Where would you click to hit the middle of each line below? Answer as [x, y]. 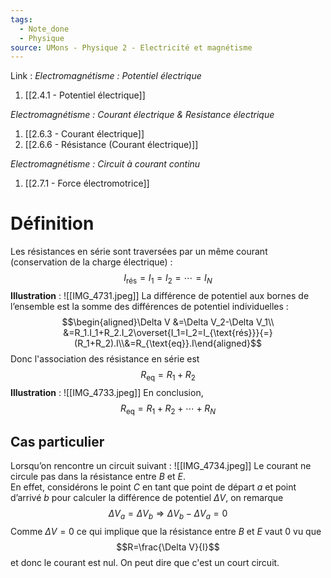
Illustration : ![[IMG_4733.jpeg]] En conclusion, [107, 392]
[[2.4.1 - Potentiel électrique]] [85, 95]
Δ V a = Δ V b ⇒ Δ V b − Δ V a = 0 [168, 514]
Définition [52, 223]
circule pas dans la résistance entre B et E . [98, 477]
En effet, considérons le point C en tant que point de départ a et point [153, 487]
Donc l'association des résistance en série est [105, 358]
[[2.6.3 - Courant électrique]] [84, 134]
